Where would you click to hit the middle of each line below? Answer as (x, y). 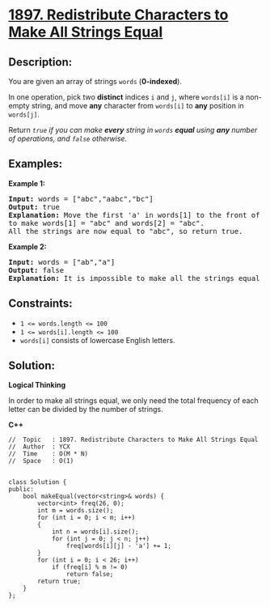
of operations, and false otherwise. (68, 138)
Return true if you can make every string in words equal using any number (133, 130)
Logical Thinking (37, 385)
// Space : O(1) (41, 461)
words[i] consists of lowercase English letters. (97, 340)
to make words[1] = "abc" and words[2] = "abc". (106, 223)
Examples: (36, 164)
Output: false (36, 270)
